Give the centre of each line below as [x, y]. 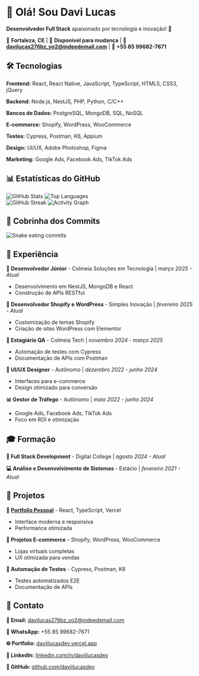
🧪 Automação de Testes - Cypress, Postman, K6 [66, 569]
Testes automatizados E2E [47, 581]
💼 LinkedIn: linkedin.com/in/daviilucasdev [57, 655]
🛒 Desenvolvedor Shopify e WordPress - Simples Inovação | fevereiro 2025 [99, 304]
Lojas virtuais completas [45, 551]
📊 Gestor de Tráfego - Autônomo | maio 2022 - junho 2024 [80, 400]
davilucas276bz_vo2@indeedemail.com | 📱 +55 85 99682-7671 [86, 47]
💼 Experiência [32, 254]
